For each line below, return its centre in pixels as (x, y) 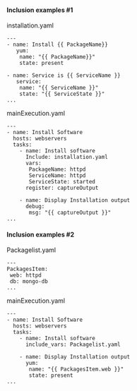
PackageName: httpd (57, 169)
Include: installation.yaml (67, 157)
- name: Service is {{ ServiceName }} (64, 76)
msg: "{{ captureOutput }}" (70, 213)
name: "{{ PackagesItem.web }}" (76, 369)
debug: (35, 207)
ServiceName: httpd (57, 176)
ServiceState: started (62, 182)
